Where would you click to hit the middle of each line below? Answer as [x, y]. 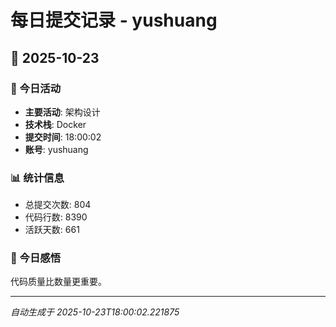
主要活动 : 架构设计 [62, 112]
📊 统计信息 [37, 178]
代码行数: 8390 [56, 217]
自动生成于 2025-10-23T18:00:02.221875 [95, 312]
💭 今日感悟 [36, 258]
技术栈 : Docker [55, 124]
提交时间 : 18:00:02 [63, 137]
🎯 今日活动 [36, 88]
